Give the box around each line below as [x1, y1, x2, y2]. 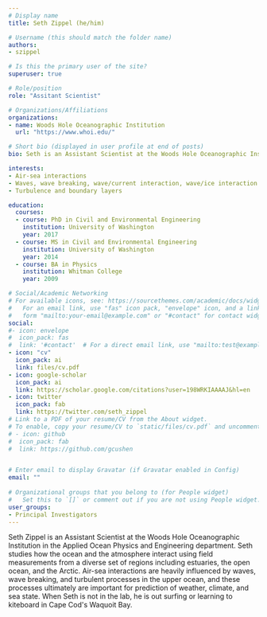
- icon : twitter [8, 393, 62, 401]
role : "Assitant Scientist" [8, 92, 102, 100]
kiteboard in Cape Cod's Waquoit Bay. [8, 600, 133, 610]
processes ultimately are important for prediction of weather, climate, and [8, 583, 249, 593]
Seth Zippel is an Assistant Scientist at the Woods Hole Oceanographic [8, 533, 240, 542]
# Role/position [8, 84, 62, 92]
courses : [15, 209, 44, 217]
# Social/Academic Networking [8, 290, 109, 298]
